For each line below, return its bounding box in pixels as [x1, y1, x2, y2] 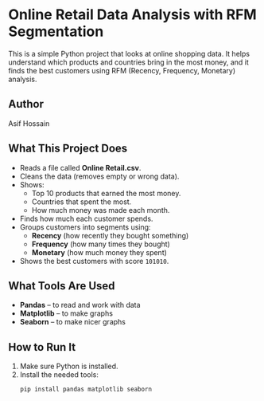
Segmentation [8, 22, 104, 41]
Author [8, 97, 44, 111]
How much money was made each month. [31, 205, 170, 214]
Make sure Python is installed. [19, 361, 118, 372]
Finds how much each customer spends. [19, 214, 153, 223]
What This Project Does [8, 142, 128, 155]
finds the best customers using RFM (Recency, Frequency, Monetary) [8, 65, 236, 75]
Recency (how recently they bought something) [31, 230, 189, 240]
